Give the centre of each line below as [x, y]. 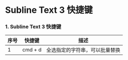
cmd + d [32, 50]
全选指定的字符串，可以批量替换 [83, 50]
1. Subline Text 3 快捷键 [33, 27]
